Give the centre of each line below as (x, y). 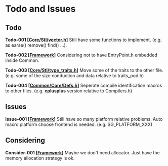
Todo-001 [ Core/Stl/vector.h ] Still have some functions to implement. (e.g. (83, 40)
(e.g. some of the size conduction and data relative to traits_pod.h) (75, 76)
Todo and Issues (40, 9)
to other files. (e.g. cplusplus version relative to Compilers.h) (69, 91)
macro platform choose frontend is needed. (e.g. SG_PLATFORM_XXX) (79, 124)
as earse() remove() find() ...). (36, 45)
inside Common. (22, 60)
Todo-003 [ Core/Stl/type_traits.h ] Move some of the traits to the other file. (84, 70)
